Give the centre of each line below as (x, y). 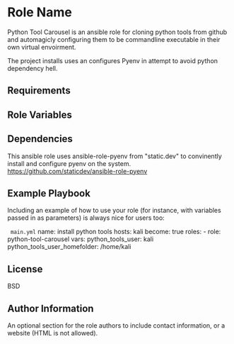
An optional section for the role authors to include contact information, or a (116, 325)
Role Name (40, 12)
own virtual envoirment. (42, 47)
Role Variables (40, 115)
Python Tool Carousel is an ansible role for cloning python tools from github (117, 32)
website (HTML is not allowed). (53, 333)
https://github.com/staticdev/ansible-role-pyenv (77, 171)
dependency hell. (33, 68)
